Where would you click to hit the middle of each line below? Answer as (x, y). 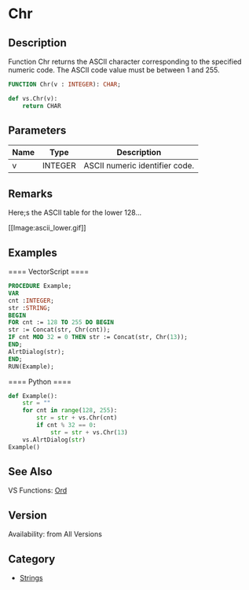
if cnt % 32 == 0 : (66, 426)
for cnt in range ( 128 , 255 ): (70, 411)
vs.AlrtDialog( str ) (54, 440)
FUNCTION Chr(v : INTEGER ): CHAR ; (65, 84)
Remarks (31, 194)
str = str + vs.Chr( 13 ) (89, 432)
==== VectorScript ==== (49, 271)
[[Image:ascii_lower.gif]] (47, 228)
